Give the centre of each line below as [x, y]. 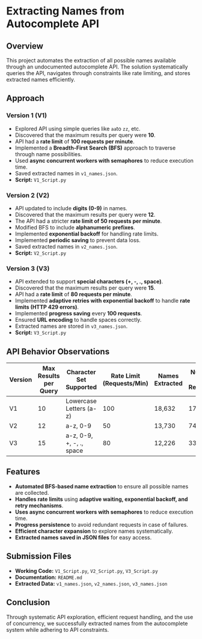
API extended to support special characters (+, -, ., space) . [89, 282]
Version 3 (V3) [28, 268]
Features [23, 472]
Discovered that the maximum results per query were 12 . [85, 214]
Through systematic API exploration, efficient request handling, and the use [100, 617]
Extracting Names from [65, 11]
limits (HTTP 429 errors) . [47, 307]
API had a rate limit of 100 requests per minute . [75, 141]
